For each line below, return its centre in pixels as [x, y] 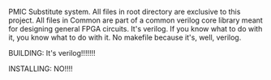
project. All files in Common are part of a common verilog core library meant [136, 20]
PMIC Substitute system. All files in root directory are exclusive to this [125, 12]
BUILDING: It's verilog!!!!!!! [52, 53]
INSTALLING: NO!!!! [41, 69]
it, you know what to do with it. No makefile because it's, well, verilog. [125, 37]
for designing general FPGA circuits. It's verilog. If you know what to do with [135, 29]
